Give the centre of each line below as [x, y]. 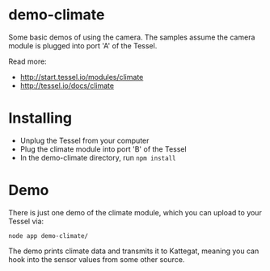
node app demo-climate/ [49, 236]
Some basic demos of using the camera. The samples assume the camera [132, 37]
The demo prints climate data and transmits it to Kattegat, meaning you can [134, 251]
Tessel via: [26, 221]
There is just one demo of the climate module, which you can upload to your [135, 212]
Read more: [27, 61]
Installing [40, 118]
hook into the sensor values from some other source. [97, 259]
